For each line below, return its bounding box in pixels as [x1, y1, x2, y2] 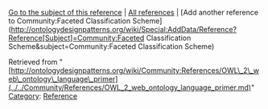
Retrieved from [8, 57, 58, 67]
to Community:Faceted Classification [8, 16, 131, 26]
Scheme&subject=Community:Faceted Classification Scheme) [8, 42, 215, 51]
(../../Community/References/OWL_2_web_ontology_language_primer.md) [8, 83, 252, 92]
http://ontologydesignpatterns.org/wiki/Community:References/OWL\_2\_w [10, 66, 260, 75]
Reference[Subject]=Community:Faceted [8, 33, 145, 42]
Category [8, 91, 40, 100]
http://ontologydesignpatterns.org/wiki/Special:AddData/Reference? [10, 25, 237, 34]
